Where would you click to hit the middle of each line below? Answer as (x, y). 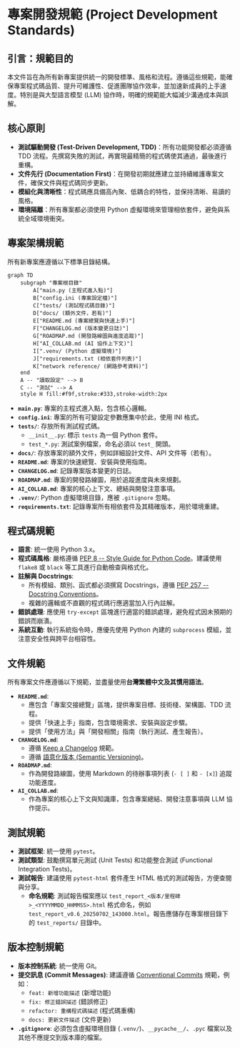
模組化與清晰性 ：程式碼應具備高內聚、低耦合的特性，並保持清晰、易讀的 (124, 191)
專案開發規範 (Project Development (112, 15)
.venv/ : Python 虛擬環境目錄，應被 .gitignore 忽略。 (96, 497)
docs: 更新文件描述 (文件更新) (70, 1019)
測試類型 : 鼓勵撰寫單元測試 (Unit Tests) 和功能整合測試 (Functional (115, 860)
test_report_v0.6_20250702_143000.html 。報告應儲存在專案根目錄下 (128, 914)
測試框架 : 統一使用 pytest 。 (58, 852)
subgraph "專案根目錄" (51, 283)
